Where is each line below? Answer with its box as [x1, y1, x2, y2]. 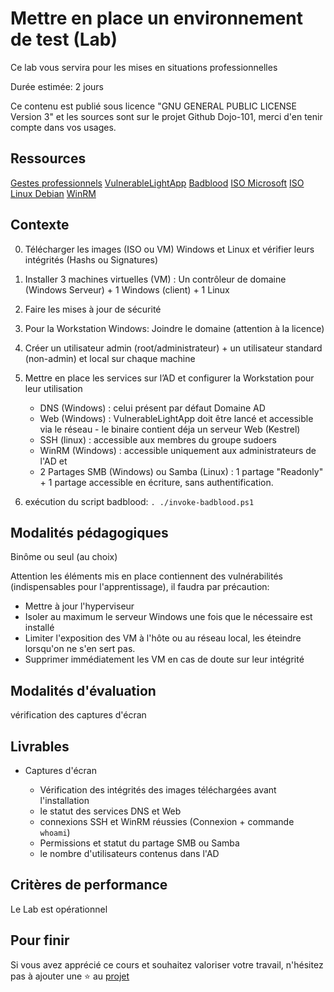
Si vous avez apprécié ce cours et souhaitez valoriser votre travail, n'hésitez [10, 958, 324, 971]
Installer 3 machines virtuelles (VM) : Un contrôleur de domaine [24, 273, 287, 285]
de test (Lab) [10, 28, 118, 51]
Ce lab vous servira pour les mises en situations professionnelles [10, 61, 278, 73]
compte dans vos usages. [10, 121, 117, 133]
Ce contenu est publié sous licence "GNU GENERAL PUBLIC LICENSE [10, 100, 297, 112]
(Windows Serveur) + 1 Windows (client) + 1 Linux [24, 283, 230, 296]
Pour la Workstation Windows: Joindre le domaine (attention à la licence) [24, 322, 325, 334]
